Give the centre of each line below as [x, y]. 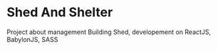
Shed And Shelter [60, 12]
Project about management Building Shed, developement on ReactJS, [109, 32]
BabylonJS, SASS [32, 39]
